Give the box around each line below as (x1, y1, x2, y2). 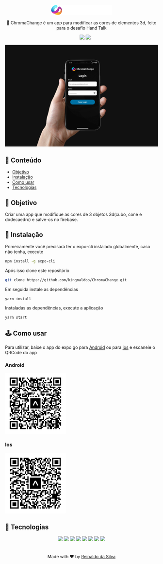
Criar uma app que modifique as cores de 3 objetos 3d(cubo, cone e (5, 211, 142, 217)
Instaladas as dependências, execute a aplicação (5, 305, 103, 311)
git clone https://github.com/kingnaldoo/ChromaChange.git (5, 277, 127, 282)
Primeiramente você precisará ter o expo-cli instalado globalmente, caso (5, 243, 150, 249)
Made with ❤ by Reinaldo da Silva (48, 553, 115, 559)
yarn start (5, 315, 27, 320)
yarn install (5, 296, 32, 301)
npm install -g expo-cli (5, 258, 55, 264)
